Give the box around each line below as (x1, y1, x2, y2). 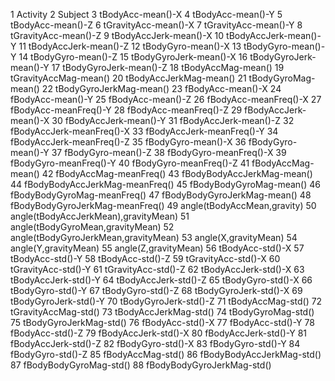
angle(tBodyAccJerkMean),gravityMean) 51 (10, 210, 190, 222)
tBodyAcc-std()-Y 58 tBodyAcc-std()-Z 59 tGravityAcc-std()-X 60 (10, 253, 281, 264)
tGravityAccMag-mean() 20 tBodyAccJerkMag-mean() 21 (10, 72, 247, 84)
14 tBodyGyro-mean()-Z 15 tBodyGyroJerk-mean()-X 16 (18, 51, 248, 63)
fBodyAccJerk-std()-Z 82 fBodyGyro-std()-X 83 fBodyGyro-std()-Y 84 (10, 338, 301, 349)
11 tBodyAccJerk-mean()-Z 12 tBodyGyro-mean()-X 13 (18, 40, 242, 52)
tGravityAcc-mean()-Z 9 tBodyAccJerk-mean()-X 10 (10, 30, 225, 41)
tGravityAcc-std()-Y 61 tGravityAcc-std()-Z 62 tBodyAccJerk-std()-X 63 (10, 264, 305, 275)
